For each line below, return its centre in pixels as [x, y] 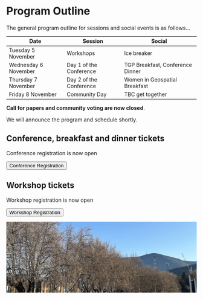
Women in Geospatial [150, 80]
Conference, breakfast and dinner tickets [85, 139]
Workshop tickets [40, 185]
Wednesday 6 [26, 65]
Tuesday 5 [22, 50]
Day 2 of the [82, 80]
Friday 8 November [33, 94]
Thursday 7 [23, 80]
